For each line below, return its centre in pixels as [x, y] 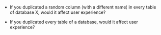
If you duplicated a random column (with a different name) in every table [83, 7]
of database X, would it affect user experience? [58, 12]
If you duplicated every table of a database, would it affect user [74, 22]
